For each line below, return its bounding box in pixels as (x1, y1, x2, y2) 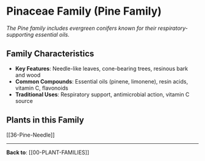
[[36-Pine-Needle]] (6, 131, 55, 138)
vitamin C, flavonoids (15, 84, 68, 91)
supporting (6, 30, 34, 38)
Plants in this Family (6, 115, 84, 126)
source (15, 97, 34, 104)
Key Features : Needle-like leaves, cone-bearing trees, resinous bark (15, 65, 188, 72)
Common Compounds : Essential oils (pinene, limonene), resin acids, (15, 77, 188, 85)
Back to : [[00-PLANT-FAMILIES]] (6, 148, 90, 156)
